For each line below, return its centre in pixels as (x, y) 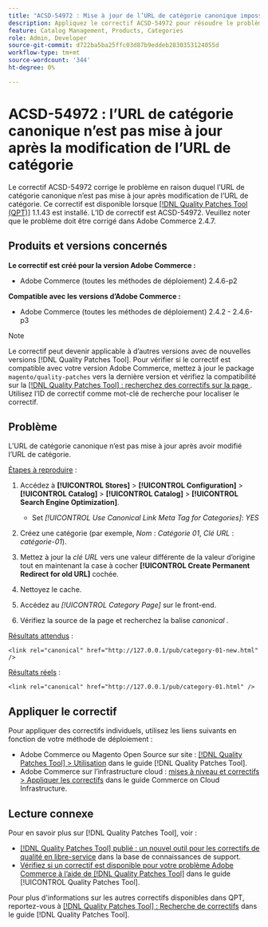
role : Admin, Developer (48, 38)
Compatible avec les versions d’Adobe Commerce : (95, 296)
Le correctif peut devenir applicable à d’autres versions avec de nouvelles (130, 351)
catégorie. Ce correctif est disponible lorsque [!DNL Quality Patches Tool (128, 203)
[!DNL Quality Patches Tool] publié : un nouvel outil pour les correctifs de (140, 848)
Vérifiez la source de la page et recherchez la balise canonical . (124, 621)
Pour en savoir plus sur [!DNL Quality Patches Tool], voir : (102, 832)
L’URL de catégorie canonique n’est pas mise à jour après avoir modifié (125, 446)
